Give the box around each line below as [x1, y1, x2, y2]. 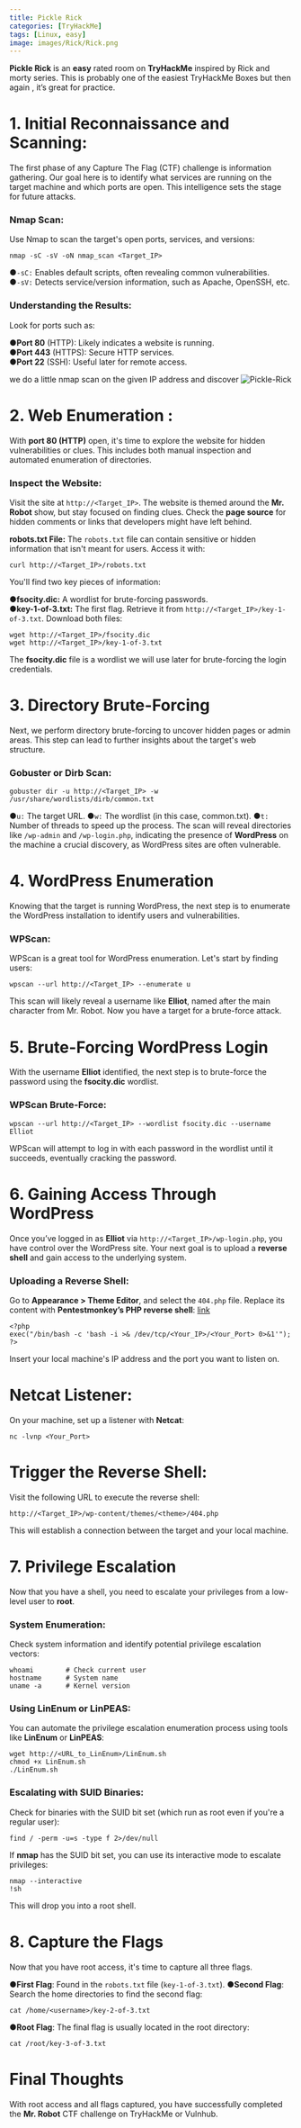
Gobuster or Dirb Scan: [9, 766, 112, 779]
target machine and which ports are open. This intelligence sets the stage [9, 182, 282, 193]
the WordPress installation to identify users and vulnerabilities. [9, 910, 241, 921]
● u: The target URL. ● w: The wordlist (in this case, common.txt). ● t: [9, 811, 270, 822]
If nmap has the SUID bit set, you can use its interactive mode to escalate [9, 1849, 281, 1860]
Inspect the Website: [9, 476, 102, 489]
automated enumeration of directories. [9, 454, 152, 464]
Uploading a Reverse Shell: [9, 1275, 129, 1287]
